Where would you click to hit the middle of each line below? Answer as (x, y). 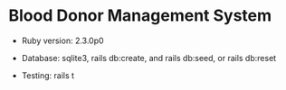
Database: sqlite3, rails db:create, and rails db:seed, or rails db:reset (149, 58)
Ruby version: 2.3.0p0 (63, 40)
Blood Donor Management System (140, 16)
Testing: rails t (48, 75)
